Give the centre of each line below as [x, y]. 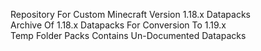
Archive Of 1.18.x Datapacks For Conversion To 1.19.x [118, 25]
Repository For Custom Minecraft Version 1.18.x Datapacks [130, 14]
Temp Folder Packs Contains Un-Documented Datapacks [128, 35]
